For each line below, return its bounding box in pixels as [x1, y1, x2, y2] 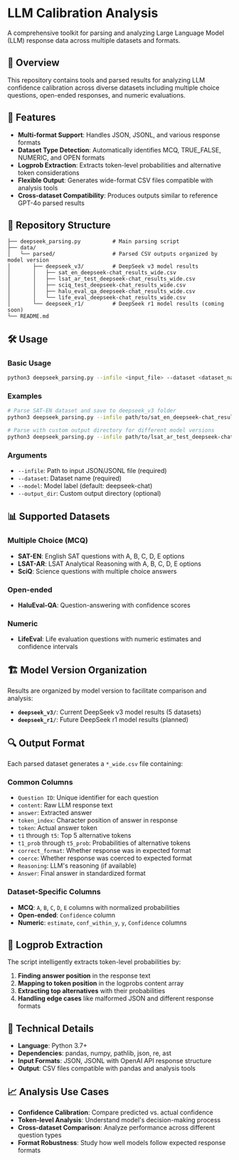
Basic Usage [7, 358, 52, 368]
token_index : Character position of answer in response [17, 816, 178, 824]
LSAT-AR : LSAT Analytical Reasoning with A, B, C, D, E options [17, 559, 201, 568]
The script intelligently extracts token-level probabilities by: [7, 958, 181, 966]
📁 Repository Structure [7, 219, 111, 231]
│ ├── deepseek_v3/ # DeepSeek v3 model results [7, 263, 199, 270]
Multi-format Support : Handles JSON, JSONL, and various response [17, 130, 221, 139]
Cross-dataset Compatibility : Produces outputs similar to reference [17, 191, 218, 200]
